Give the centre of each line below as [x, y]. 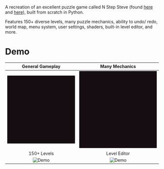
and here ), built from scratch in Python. [44, 12]
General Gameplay [41, 66]
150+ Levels [41, 153]
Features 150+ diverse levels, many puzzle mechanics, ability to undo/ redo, [81, 22]
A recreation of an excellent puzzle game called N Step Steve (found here [79, 7]
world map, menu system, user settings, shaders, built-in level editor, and [79, 27]
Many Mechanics [118, 66]
